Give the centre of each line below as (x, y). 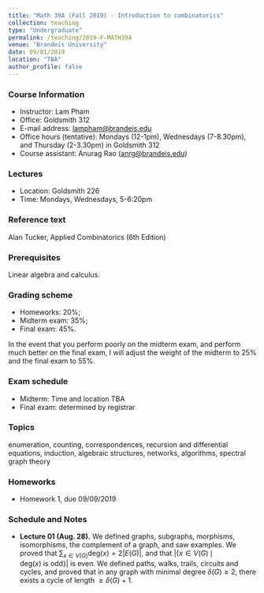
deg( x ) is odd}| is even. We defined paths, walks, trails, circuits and (129, 564)
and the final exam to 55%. (52, 361)
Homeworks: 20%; (50, 312)
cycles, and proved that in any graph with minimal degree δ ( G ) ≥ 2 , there (138, 572)
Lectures (26, 173)
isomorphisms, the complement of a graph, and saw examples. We (128, 545)
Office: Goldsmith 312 (55, 120)
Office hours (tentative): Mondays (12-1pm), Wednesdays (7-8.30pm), (133, 137)
